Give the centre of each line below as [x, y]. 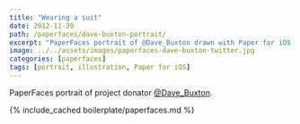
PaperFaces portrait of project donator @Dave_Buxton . [111, 92]
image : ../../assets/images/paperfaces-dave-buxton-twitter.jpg [132, 51]
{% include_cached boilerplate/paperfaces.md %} [102, 110]
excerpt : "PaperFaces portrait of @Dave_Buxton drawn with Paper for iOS [150, 42]
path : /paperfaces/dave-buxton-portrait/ [88, 34]
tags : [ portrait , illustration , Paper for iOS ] [100, 68]
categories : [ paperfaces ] [57, 59]
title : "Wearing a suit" [56, 17]
